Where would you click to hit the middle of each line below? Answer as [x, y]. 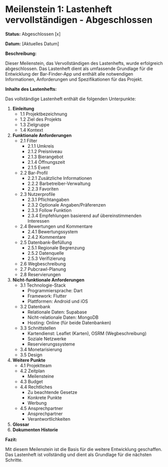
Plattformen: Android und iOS [58, 301]
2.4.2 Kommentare [47, 237]
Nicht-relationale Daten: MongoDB [63, 317]
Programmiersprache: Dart [55, 290]
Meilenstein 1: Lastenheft [59, 9]
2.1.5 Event [39, 167]
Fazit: [11, 439]
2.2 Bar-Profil [34, 173]
